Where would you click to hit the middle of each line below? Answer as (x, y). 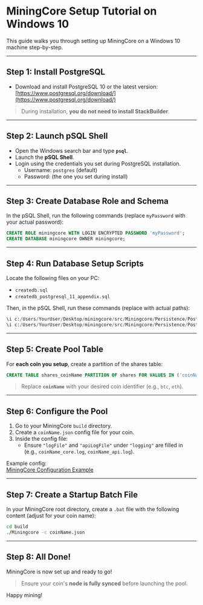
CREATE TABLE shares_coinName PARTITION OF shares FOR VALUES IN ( (93, 375)
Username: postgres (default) (61, 170)
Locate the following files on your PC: (53, 278)
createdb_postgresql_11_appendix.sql (63, 296)
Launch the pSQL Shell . (44, 157)
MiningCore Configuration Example (50, 470)
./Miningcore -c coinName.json (46, 532)
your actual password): (35, 222)
